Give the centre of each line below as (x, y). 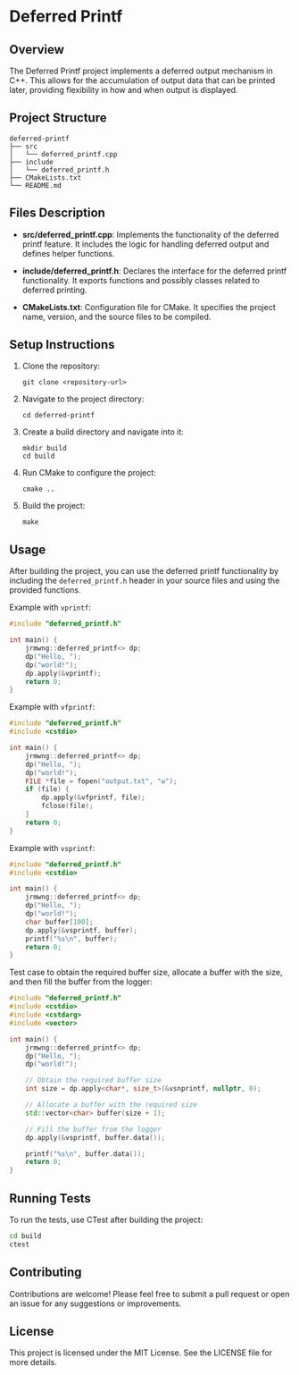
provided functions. (46, 590)
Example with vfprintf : (52, 707)
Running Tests (50, 1198)
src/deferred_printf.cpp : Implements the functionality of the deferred (150, 234)
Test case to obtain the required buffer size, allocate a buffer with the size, (146, 973)
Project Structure (58, 118)
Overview (37, 50)
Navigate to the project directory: (83, 399)
